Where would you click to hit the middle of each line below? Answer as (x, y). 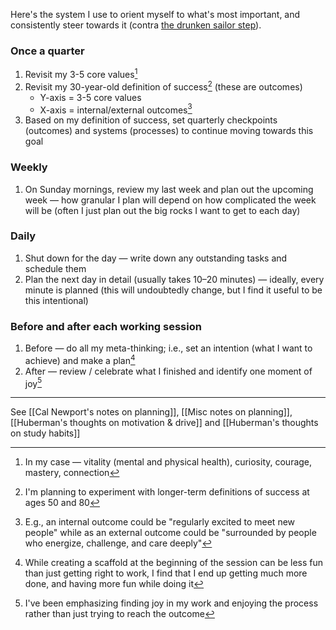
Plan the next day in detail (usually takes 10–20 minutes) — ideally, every (174, 279)
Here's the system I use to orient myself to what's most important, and (155, 14)
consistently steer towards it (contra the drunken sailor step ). (136, 25)
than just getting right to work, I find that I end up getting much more (166, 573)
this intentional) (56, 300)
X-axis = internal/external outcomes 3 (116, 109)
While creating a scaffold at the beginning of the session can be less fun (174, 563)
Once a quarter (47, 51)
